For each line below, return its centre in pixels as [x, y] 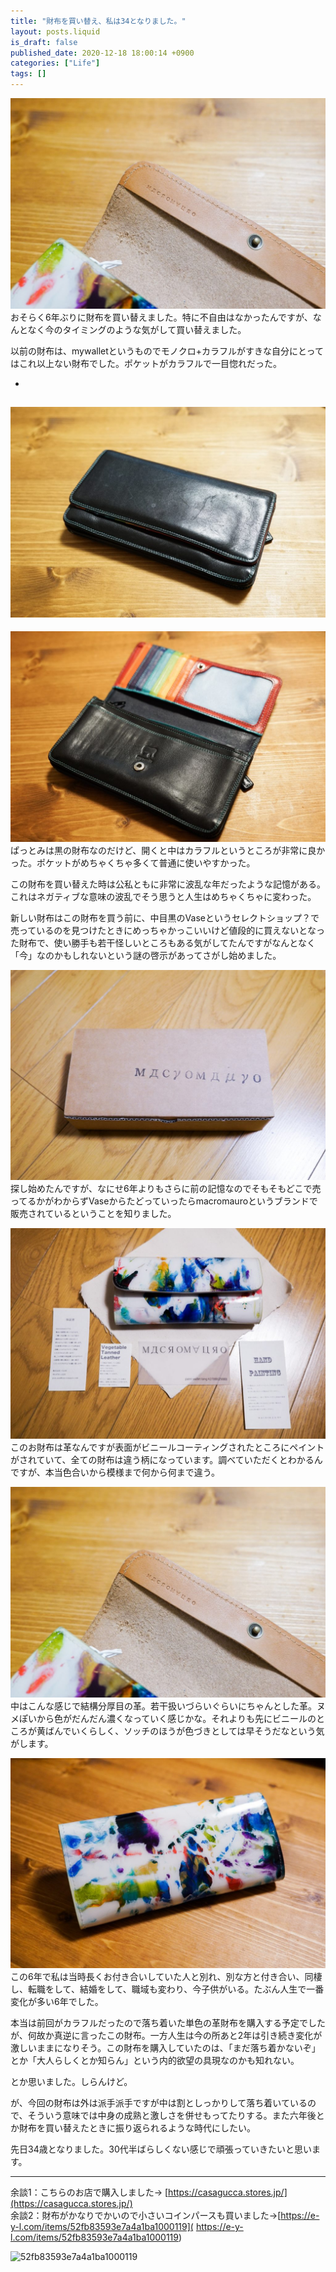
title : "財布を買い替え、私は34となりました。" [98, 21]
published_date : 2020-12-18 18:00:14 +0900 [102, 53]
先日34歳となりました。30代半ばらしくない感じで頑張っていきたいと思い [161, 2149]
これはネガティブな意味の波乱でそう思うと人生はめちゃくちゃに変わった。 [163, 896]
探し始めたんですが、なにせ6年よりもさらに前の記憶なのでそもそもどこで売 [166, 1189]
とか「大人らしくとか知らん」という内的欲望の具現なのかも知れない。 [155, 2061]
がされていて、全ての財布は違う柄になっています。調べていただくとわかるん [166, 1460]
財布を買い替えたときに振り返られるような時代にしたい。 [137, 2128]
